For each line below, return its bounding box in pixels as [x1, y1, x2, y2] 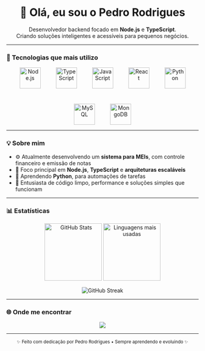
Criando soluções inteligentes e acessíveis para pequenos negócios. [16, 32, 189, 39]
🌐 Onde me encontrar [6, 308, 72, 316]
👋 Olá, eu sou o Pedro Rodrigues [20, 6, 185, 20]
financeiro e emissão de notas [15, 159, 92, 167]
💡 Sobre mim [6, 139, 45, 147]
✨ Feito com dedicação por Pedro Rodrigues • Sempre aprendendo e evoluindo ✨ [16, 339, 189, 345]
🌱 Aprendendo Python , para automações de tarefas [15, 172, 146, 180]
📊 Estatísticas [6, 207, 50, 215]
